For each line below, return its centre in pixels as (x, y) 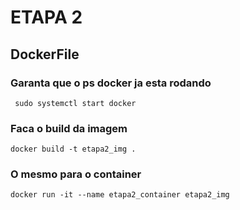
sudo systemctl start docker (75, 103)
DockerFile (45, 54)
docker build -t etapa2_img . (73, 149)
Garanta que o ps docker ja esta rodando (111, 83)
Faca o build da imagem (69, 128)
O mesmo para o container (76, 174)
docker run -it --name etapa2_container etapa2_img (120, 195)
